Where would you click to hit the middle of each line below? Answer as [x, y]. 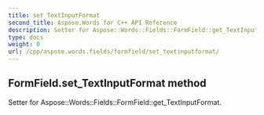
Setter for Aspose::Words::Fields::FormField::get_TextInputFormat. [115, 102]
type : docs [26, 37]
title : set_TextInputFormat [54, 15]
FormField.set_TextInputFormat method [107, 83]
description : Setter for [49, 30]
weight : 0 [24, 45]
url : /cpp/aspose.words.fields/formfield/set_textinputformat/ [114, 52]
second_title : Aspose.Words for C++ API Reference [93, 23]
